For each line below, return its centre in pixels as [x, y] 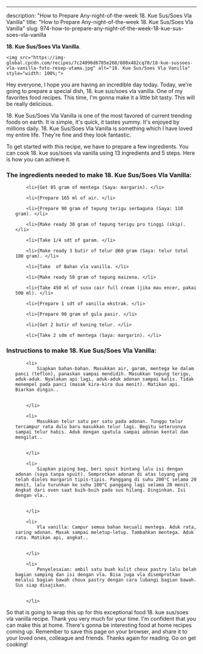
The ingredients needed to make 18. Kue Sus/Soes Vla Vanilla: [99, 175]
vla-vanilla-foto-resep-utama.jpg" [51, 68]
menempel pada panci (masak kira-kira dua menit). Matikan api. [98, 384]
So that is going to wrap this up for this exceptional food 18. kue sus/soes [97, 612]
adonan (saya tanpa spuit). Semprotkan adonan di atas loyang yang [101, 474]
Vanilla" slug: [23, 28]
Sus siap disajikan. [41, 585]
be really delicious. [30, 104]
